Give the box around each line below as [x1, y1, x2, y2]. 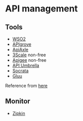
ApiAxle [12, 47, 29, 52]
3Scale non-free [12, 52, 46, 58]
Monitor [5, 97, 31, 106]
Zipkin [12, 110, 25, 116]
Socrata [12, 68, 29, 74]
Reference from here [5, 83, 48, 89]
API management [5, 3, 78, 14]
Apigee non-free [12, 57, 47, 63]
